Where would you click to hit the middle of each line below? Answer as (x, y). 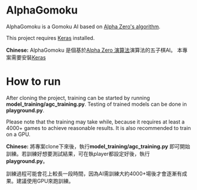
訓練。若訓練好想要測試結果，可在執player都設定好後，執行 (78, 154)
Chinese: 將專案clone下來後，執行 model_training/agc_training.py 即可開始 (98, 146)
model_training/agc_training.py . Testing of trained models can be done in (96, 104)
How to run (34, 81)
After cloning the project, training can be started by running (78, 98)
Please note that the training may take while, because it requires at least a (96, 122)
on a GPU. (18, 134)
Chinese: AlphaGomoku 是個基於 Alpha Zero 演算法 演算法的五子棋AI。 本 (94, 50)
